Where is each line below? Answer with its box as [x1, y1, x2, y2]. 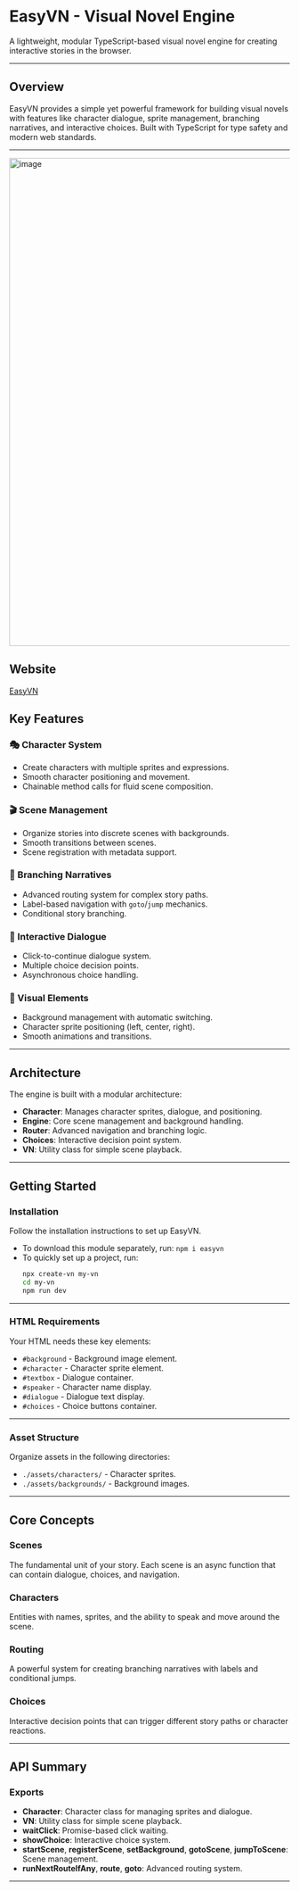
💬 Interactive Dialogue [9, 930, 107, 942]
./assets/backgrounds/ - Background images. [21, 1479, 190, 1489]
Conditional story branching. [21, 908, 127, 918]
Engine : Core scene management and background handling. [21, 1116, 244, 1126]
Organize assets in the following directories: [9, 1452, 171, 1463]
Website [9, 662, 56, 677]
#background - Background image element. [21, 1353, 178, 1364]
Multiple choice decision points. [21, 960, 140, 971]
